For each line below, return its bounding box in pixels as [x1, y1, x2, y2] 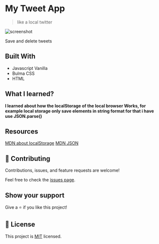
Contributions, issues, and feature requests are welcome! [5, 167, 120, 174]
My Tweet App [5, 3, 65, 14]
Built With [5, 52, 35, 61]
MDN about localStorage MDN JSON [5, 140, 79, 146]
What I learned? [5, 90, 54, 98]
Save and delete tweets [5, 38, 52, 44]
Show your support [5, 191, 65, 200]
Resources [5, 127, 38, 135]
